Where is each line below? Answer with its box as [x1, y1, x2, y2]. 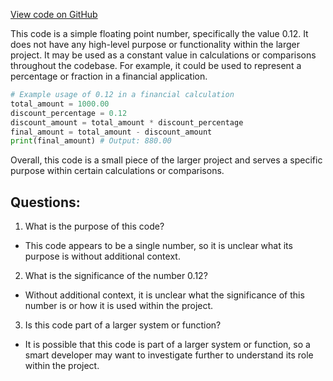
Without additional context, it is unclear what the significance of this [24, 289, 305, 301]
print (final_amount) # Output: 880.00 [10, 136, 172, 146]
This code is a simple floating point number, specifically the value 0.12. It [10, 28, 309, 39]
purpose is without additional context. [24, 250, 181, 263]
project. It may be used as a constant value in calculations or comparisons [10, 49, 317, 61]
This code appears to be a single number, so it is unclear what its [24, 240, 293, 252]
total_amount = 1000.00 [10, 99, 110, 109]
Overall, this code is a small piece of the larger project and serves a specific [10, 154, 323, 166]
